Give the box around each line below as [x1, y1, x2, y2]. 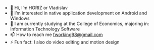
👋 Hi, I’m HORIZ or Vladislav [10, 5, 68, 10]
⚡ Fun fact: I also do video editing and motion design [10, 39, 120, 45]
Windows [10, 15, 30, 21]
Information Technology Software [10, 26, 80, 32]
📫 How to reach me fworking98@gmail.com [10, 31, 103, 37]
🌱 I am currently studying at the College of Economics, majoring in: [10, 20, 149, 26]
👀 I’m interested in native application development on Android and [10, 10, 147, 16]
